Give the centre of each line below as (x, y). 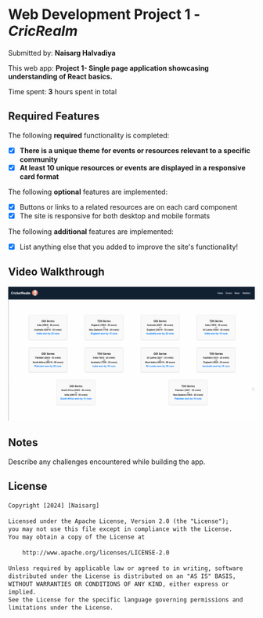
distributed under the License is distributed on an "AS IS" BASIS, (122, 576)
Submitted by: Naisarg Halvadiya (62, 53)
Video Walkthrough (56, 272)
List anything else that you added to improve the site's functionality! (129, 247)
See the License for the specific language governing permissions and (126, 600)
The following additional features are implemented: (91, 232)
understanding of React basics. (60, 76)
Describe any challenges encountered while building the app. (107, 462)
